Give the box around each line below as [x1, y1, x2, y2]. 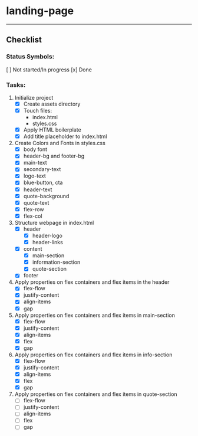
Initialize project [14, 94, 54, 101]
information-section [32, 258, 81, 266]
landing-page [6, 4, 74, 18]
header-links [32, 238, 63, 245]
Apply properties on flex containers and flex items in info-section [14, 351, 173, 358]
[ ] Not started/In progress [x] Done [6, 66, 93, 73]
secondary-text [23, 166, 61, 173]
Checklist [6, 35, 42, 45]
